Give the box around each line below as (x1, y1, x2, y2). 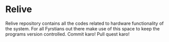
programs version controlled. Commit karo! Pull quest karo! (5, 31, 130, 37)
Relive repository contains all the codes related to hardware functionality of (5, 20, 164, 26)
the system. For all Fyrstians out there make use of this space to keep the (5, 25, 160, 31)
